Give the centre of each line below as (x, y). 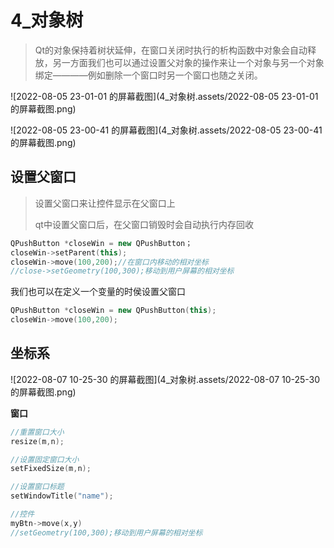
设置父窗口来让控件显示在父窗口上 (105, 203)
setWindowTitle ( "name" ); (62, 496)
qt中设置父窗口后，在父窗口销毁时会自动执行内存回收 (144, 224)
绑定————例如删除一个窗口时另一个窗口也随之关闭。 (148, 75)
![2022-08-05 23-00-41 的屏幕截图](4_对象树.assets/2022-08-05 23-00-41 (166, 130)
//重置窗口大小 (37, 432)
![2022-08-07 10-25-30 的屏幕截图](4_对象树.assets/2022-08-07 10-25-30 (165, 379)
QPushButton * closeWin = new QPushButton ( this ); (113, 311)
